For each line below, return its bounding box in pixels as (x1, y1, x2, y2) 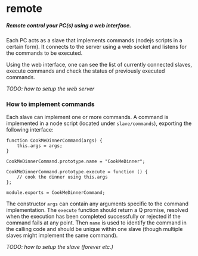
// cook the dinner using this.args (17, 174, 109, 180)
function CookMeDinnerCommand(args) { (6, 138, 103, 144)
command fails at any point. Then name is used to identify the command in (6, 219, 187, 226)
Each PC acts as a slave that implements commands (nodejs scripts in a (6, 37, 182, 44)
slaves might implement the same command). (6, 232, 118, 239)
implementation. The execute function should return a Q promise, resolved (6, 207, 188, 214)
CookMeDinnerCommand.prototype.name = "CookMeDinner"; (6, 158, 146, 165)
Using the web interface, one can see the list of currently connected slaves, (6, 61, 193, 68)
